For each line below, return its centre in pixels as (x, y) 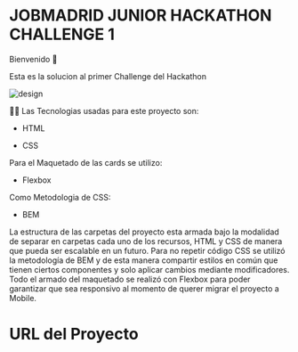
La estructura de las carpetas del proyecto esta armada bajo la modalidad (145, 232)
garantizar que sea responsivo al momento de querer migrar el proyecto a (145, 288)
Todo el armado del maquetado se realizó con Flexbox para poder (130, 279)
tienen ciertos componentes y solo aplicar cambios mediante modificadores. (149, 269)
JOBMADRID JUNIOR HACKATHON (141, 16)
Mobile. (23, 298)
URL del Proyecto (74, 334)
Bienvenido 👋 (33, 59)
